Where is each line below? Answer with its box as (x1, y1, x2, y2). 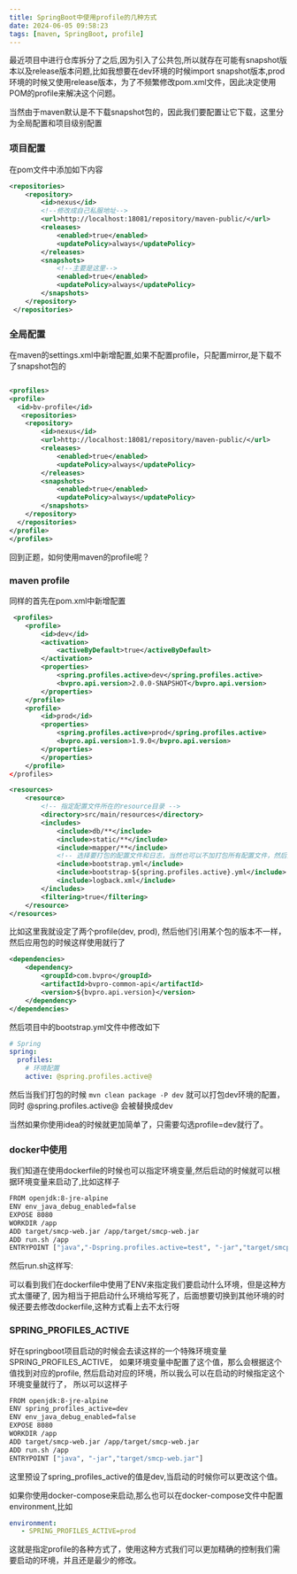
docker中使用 (9, 1144, 68, 1156)
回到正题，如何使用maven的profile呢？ (9, 551, 150, 562)
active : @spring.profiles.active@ (25, 1073, 152, 1082)
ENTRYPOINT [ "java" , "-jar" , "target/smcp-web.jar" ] (9, 1454, 203, 1462)
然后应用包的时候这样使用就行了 (9, 937, 126, 948)
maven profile (9, 574, 71, 586)
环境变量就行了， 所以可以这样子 (9, 1378, 128, 1389)
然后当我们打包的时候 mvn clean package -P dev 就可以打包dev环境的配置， (9, 1089, 286, 1099)
